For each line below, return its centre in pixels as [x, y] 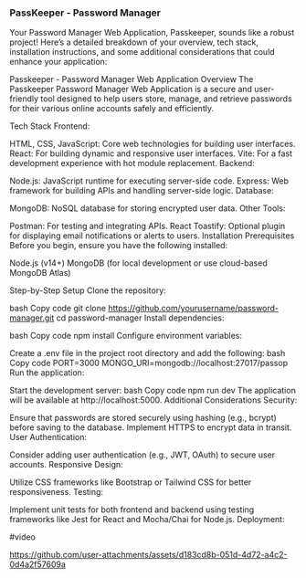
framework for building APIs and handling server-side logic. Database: [142, 191]
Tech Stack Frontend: [50, 126]
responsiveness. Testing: [56, 492]
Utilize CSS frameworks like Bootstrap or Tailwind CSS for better [131, 482]
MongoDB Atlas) [40, 273]
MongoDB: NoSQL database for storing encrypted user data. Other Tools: [148, 208]
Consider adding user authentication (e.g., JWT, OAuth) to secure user [142, 455]
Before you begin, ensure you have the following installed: [119, 246]
